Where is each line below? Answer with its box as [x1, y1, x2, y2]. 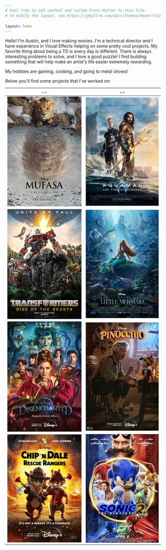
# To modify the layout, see [5, 13, 65, 18]
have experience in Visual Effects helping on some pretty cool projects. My [5, 43, 158, 49]
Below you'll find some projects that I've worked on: [5, 78, 111, 84]
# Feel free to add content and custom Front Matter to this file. [5, 8, 147, 13]
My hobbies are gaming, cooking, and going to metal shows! [5, 68, 128, 74]
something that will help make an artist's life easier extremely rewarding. [5, 59, 153, 65]
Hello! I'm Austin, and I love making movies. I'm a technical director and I [5, 38, 153, 44]
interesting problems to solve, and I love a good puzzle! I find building [5, 53, 147, 59]
